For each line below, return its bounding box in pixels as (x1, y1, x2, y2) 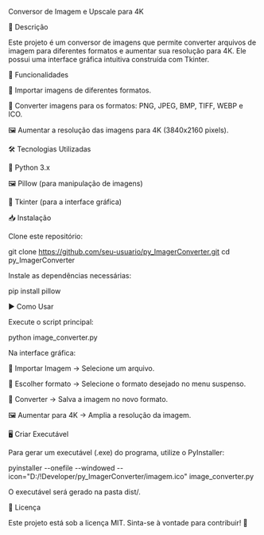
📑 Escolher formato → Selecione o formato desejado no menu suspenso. (8, 379, 247, 388)
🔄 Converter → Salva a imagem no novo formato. (8, 395, 169, 403)
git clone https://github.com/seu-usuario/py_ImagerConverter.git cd (8, 247, 231, 256)
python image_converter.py (8, 332, 98, 342)
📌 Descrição (8, 22, 49, 31)
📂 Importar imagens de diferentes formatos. (8, 85, 152, 95)
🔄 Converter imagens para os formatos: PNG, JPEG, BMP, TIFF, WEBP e (8, 101, 244, 110)
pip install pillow (8, 286, 61, 296)
